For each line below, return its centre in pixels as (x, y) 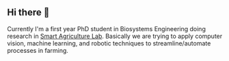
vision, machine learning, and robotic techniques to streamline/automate (109, 43)
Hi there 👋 (28, 13)
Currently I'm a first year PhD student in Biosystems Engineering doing (107, 28)
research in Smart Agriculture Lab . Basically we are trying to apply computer (115, 36)
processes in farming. (38, 50)
